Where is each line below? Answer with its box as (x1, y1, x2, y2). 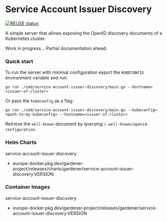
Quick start (5, 58, 34, 65)
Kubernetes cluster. (5, 35, 46, 41)
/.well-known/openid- (103, 122, 149, 127)
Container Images (5, 184, 51, 191)
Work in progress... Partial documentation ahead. (5, 45, 108, 51)
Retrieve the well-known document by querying (5, 121, 103, 127)
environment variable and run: (5, 75, 68, 81)
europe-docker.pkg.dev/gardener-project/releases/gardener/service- (12, 205, 158, 211)
